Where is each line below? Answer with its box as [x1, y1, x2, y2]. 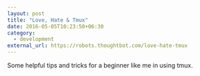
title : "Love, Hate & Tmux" [7, 17, 89, 23]
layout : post [7, 10, 45, 17]
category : [7, 29, 36, 37]
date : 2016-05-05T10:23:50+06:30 [7, 23, 104, 30]
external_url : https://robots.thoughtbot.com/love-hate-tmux [7, 42, 188, 49]
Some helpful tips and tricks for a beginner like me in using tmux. [7, 61, 193, 69]
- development [13, 36, 54, 43]
